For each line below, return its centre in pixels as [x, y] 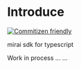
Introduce [36, 12]
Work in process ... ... [37, 58]
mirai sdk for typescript [40, 44]
